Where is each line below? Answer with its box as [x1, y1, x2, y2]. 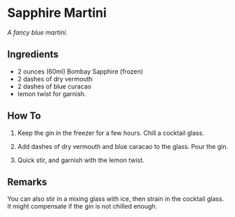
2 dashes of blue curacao [17, 82, 92, 91]
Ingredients [7, 48, 59, 60]
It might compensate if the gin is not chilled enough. [7, 202, 158, 211]
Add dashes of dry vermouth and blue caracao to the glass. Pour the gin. [17, 142, 229, 150]
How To [7, 110, 41, 122]
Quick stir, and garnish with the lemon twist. [17, 156, 145, 164]
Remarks [7, 176, 48, 188]
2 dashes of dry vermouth [17, 74, 93, 83]
